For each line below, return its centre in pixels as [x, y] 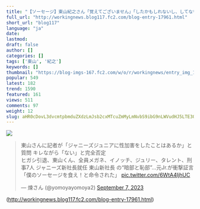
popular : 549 [22, 78]
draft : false [22, 45]
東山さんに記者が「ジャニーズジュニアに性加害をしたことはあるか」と [106, 145]
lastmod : [17, 39]
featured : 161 [24, 94]
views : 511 [20, 100]
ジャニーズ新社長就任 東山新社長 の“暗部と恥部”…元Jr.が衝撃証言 [115, 167]
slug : [13, 116]
